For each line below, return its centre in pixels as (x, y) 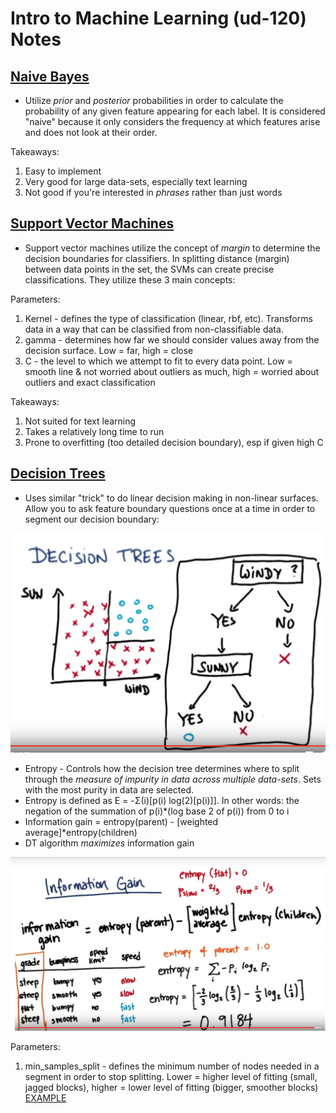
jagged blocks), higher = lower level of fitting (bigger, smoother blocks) (171, 1088)
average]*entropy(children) (81, 832)
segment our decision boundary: (92, 519)
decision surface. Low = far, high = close (109, 350)
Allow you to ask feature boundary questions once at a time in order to (170, 508)
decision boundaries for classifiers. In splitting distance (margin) (157, 258)
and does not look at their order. (91, 132)
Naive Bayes (50, 76)
